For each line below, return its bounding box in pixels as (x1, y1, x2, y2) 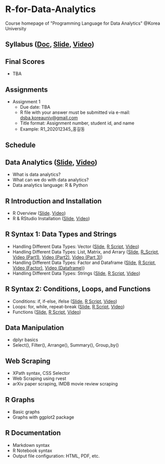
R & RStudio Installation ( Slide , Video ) (12, 215, 90, 221)
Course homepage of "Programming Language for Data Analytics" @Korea (5, 20, 160, 26)
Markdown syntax (12, 442, 50, 448)
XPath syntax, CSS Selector (12, 370, 70, 376)
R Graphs (5, 395, 35, 404)
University (5, 25, 27, 31)
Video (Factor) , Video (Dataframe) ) (12, 264, 85, 271)
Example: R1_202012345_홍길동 (20, 126, 85, 132)
